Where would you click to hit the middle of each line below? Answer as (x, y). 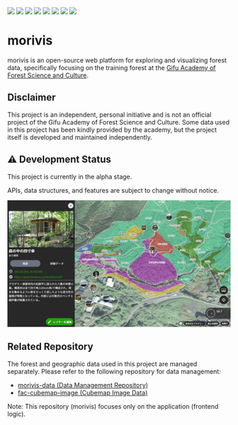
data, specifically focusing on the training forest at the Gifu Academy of (112, 67)
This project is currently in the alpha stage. (70, 176)
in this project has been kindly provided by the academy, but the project (112, 130)
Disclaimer (32, 97)
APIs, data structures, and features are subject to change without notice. (113, 190)
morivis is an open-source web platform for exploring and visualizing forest (117, 60)
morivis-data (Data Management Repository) (83, 385)
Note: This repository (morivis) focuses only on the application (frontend (113, 406)
